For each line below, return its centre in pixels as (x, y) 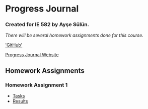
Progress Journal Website (32, 55)
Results (20, 101)
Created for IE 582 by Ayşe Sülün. (47, 25)
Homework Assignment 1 (36, 85)
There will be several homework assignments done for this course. (74, 35)
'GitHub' (14, 45)
